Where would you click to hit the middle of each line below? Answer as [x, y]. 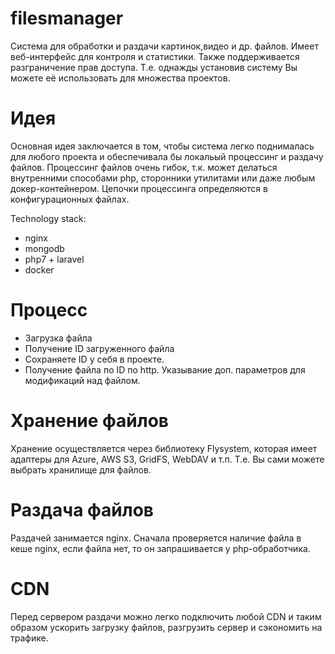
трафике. [29, 638]
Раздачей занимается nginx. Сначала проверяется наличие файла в [156, 538]
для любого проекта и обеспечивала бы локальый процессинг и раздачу [167, 156]
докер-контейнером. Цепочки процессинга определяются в [139, 188]
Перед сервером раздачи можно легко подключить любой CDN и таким [166, 616]
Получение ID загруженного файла [99, 348]
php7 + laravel [54, 259]
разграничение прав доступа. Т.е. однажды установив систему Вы [154, 67]
